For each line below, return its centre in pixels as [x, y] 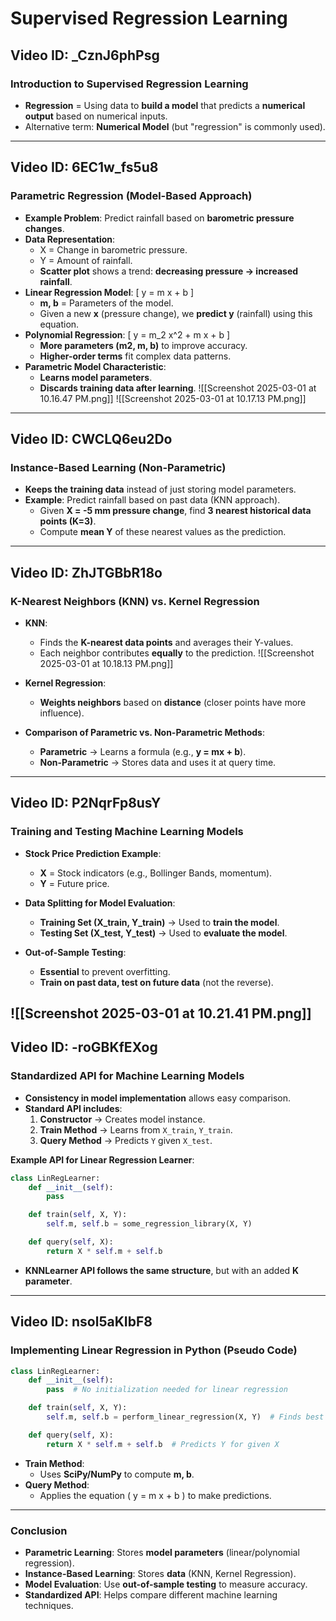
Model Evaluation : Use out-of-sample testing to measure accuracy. [166, 1584]
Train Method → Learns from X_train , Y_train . [136, 1129]
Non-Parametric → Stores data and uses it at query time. [158, 762]
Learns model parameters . [96, 377]
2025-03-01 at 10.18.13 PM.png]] [106, 663]
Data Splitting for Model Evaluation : [100, 903]
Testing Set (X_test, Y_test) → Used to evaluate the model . [163, 933]
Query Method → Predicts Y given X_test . [126, 1140]
